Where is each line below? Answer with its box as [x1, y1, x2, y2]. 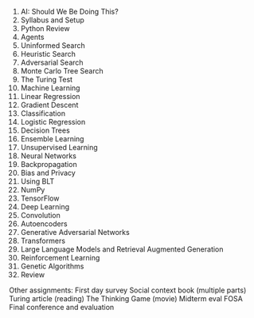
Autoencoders [20, 219, 68, 229]
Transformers [20, 236, 66, 245]
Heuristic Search [20, 50, 76, 58]
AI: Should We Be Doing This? [20, 7, 119, 16]
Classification [20, 109, 66, 118]
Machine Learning [20, 83, 80, 93]
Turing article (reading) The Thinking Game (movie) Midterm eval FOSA [9, 294, 244, 303]
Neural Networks [20, 151, 76, 161]
